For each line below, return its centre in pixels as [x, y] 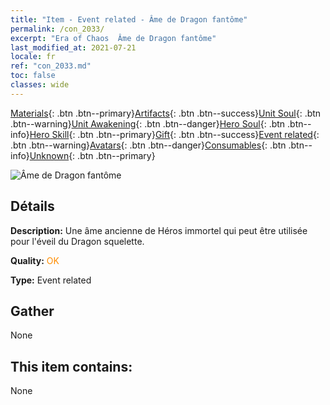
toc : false [33, 76]
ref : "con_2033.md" [51, 66]
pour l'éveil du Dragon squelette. [77, 241]
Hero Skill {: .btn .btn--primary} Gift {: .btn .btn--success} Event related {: [174, 134]
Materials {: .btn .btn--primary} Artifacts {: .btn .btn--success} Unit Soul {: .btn [166, 113]
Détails [32, 206]
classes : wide [40, 85]
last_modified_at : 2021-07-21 [73, 47]
